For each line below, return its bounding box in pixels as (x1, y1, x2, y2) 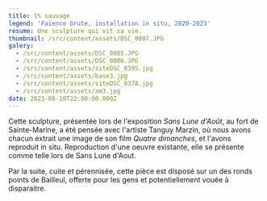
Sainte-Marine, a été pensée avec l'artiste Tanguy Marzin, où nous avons (8, 125, 252, 135)
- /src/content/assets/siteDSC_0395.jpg (15, 65, 153, 73)
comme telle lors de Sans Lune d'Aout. (8, 151, 137, 161)
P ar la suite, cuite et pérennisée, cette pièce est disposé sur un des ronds (8, 166, 252, 176)
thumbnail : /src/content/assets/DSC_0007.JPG (8, 34, 164, 43)
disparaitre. (8, 183, 47, 194)
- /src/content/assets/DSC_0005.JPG (15, 49, 139, 57)
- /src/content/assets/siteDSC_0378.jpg (15, 79, 153, 87)
